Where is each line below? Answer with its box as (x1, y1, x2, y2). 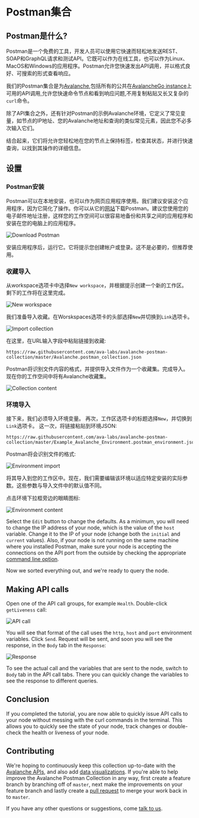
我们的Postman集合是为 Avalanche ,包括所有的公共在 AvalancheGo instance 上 (6, 82, 192, 89)
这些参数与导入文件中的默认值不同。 (16, 482, 105, 489)
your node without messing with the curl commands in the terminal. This (6, 716, 182, 723)
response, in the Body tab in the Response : (6, 642, 107, 649)
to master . (6, 793, 30, 800)
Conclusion (6, 694, 50, 704)
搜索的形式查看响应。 (21, 70, 74, 77)
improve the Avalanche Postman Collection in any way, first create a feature (6, 774, 191, 781)
